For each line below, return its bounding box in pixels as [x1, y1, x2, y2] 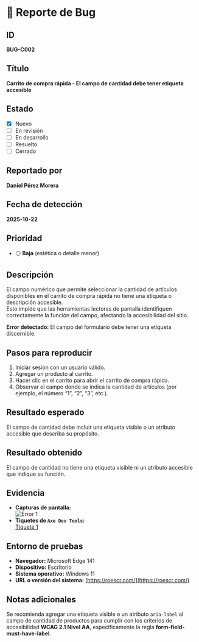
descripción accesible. [6, 298, 63, 306]
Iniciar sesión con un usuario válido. [15, 364, 106, 371]
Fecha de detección [6, 199, 83, 210]
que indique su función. [6, 470, 66, 478]
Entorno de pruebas [6, 541, 83, 551]
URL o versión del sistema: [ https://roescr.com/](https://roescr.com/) [15, 577, 190, 584]
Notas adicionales [6, 594, 76, 605]
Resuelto [15, 140, 38, 148]
